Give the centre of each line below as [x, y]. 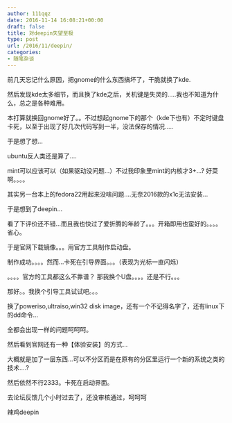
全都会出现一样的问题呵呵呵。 [50, 329]
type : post [23, 40]
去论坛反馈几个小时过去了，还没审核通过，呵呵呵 [77, 397]
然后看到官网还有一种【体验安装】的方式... [68, 344]
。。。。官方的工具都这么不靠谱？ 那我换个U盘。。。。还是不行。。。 [95, 276]
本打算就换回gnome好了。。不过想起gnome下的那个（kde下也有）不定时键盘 [116, 117]
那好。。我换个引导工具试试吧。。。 [54, 291]
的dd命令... [23, 315]
